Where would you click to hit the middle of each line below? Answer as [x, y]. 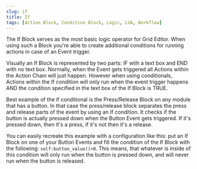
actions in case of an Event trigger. [48, 52]
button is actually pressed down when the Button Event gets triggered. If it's [98, 118]
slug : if [17, 11]
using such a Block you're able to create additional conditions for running [95, 45]
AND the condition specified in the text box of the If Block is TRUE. [87, 88]
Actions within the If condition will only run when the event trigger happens [97, 82]
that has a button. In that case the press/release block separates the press [96, 106]
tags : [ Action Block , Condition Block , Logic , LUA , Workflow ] [84, 22]
